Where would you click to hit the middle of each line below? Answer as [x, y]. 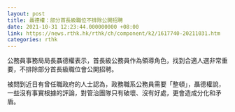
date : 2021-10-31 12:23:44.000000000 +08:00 [73, 27]
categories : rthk [33, 40]
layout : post [26, 14]
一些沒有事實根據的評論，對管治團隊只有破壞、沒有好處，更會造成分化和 [111, 93]
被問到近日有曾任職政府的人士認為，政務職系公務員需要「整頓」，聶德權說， [116, 84]
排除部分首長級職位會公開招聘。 [71, 69]
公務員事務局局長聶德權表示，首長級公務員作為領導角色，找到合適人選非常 [114, 61]
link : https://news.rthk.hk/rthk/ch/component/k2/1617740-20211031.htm [114, 33]
